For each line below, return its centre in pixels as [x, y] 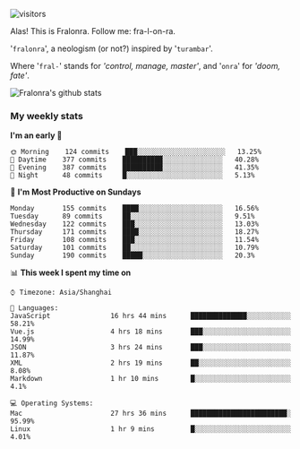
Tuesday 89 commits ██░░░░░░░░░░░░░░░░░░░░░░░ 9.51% [133, 216]
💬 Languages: [34, 308]
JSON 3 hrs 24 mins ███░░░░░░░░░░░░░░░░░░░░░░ [151, 348]
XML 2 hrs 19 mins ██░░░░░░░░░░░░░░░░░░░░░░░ [151, 363]
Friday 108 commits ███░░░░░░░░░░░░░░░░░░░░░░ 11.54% [134, 240]
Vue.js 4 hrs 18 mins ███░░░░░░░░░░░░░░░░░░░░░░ [151, 332]
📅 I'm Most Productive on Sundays [76, 192]
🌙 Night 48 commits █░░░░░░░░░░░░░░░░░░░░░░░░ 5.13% [133, 176]
